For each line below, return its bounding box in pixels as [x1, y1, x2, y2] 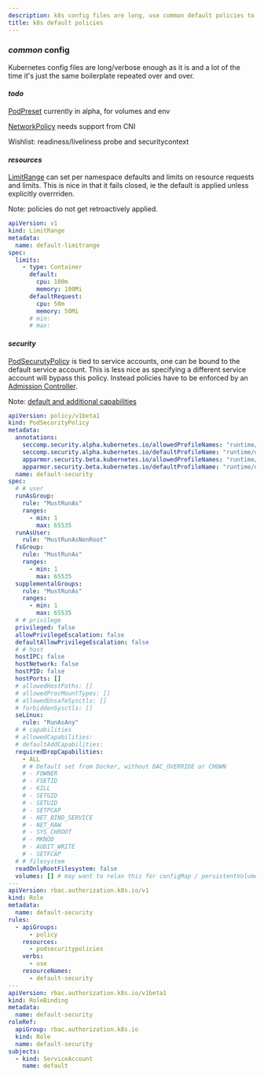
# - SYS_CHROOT [22, 828, 72, 836]
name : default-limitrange [15, 241, 101, 249]
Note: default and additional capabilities [8, 396, 137, 406]
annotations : [15, 434, 58, 442]
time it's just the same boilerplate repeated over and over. [8, 71, 195, 80]
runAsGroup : [15, 492, 55, 500]
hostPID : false [15, 667, 65, 676]
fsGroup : [15, 543, 44, 551]
